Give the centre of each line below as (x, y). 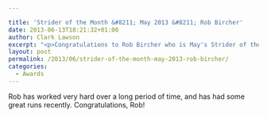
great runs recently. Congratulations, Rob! (77, 104)
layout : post (30, 52)
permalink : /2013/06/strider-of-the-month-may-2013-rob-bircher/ (118, 59)
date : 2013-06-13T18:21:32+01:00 (64, 30)
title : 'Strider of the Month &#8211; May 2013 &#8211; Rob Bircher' (126, 22)
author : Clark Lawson (44, 37)
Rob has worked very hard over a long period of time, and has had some (126, 96)
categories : (28, 67)
